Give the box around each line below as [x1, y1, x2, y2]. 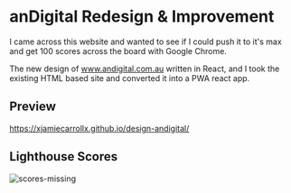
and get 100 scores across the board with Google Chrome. [9, 45, 228, 56]
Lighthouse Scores [9, 149, 118, 164]
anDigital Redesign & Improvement [9, 6, 275, 27]
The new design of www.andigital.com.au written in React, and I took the [9, 63, 280, 74]
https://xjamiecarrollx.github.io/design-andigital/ [9, 123, 190, 133]
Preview [9, 99, 57, 115]
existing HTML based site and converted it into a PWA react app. [9, 72, 250, 83]
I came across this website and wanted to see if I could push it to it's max [9, 36, 282, 47]
